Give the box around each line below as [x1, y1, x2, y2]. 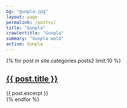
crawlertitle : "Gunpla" [6, 30, 64, 36]
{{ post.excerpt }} [6, 89, 49, 96]
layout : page [6, 14, 38, 20]
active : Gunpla [6, 41, 43, 47]
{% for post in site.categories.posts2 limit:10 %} [6, 57, 121, 64]
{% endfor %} [6, 96, 40, 103]
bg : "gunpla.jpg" [6, 8, 49, 15]
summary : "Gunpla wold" [6, 36, 64, 41]
